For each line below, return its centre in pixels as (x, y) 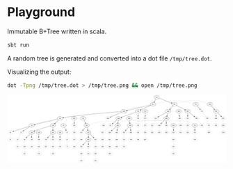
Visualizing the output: (39, 72)
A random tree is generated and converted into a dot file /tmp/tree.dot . (110, 58)
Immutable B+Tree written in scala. (57, 31)
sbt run (18, 45)
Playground (41, 12)
